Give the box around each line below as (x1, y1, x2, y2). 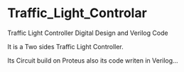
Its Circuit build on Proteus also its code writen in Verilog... (7, 56, 179, 65)
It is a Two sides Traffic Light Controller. (7, 42, 124, 51)
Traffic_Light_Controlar (7, 5, 147, 21)
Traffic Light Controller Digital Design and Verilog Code (7, 29, 168, 37)
